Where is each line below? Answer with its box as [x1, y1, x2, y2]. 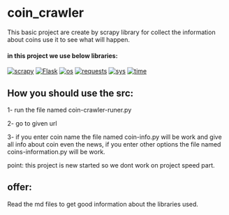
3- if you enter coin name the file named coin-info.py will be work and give [7, 133, 222, 141]
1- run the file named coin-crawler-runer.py [7, 105, 132, 114]
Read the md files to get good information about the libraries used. [7, 200, 199, 208]
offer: [7, 181, 33, 193]
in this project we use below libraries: [7, 51, 118, 60]
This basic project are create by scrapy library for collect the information [7, 28, 216, 36]
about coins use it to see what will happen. [7, 35, 131, 43]
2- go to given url [7, 119, 57, 127]
